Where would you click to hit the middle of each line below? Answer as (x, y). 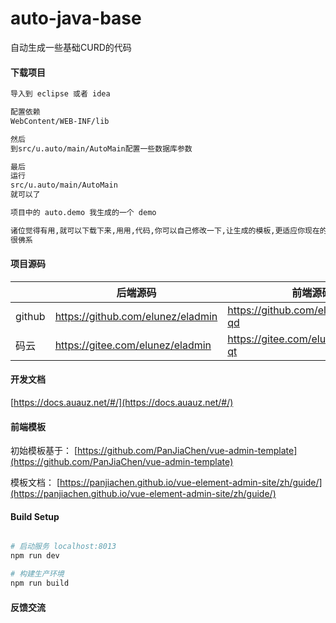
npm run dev (35, 556)
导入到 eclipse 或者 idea (60, 94)
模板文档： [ (35, 483)
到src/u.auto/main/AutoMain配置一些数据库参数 (101, 148)
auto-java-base (76, 18)
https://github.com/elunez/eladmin (136, 316)
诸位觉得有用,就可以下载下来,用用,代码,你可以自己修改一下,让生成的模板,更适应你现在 (165, 230)
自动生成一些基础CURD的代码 (71, 47)
